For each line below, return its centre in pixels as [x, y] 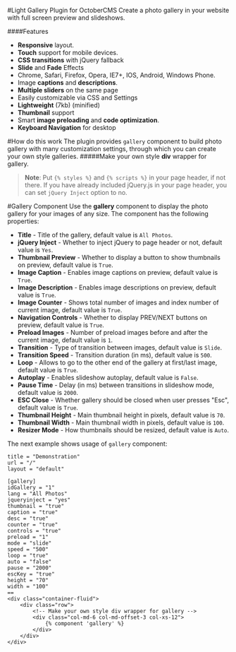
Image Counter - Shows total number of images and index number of [118, 302]
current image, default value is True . [70, 310]
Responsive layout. [46, 45]
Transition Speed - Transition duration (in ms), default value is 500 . [115, 355]
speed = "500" [28, 550]
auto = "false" [30, 562]
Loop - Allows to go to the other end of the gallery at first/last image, [117, 362]
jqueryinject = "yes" [39, 500]
